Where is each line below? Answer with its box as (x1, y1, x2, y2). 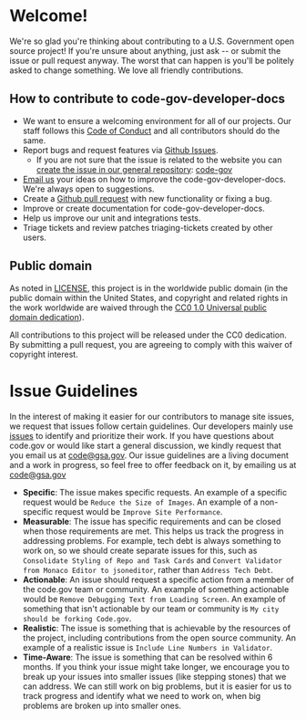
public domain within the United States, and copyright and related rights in (9, 292, 289, 303)
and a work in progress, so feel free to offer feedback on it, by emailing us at (9, 459, 297, 470)
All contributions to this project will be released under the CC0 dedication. (9, 329, 287, 340)
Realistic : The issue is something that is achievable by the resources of (22, 622, 291, 633)
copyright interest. (9, 349, 79, 360)
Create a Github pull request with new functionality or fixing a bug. (22, 193, 272, 203)
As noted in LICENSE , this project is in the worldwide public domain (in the (9, 282, 289, 293)
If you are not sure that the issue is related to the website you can (36, 154, 282, 165)
